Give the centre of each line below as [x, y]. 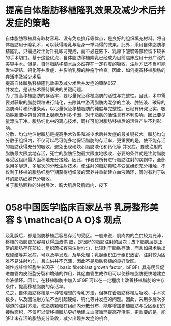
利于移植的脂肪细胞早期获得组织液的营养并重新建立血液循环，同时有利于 [85, 172]
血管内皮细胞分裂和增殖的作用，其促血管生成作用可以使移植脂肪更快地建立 [88, 273]
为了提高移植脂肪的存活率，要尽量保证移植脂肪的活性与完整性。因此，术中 [83, 95]
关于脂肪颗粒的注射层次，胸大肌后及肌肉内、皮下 [56, 185]
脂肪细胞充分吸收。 [34, 179]
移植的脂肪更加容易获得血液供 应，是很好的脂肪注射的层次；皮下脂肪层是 [82, 242]
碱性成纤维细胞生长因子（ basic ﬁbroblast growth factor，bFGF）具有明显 [83, 267]
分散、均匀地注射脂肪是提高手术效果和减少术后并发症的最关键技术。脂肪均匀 [85, 134]
